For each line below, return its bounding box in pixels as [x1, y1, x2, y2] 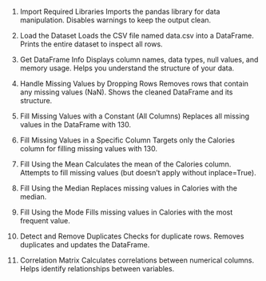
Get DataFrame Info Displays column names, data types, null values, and [19, 55, 259, 64]
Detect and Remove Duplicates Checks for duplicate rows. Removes [19, 231, 244, 241]
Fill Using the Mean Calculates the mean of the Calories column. [19, 159, 232, 169]
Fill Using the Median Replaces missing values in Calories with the [19, 183, 238, 193]
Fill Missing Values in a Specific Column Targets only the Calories [19, 135, 236, 145]
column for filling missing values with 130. [19, 144, 158, 153]
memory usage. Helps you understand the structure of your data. [19, 63, 235, 73]
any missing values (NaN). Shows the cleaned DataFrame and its [19, 87, 233, 97]
